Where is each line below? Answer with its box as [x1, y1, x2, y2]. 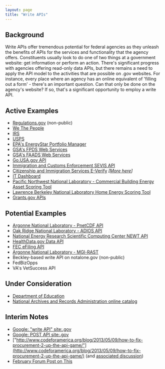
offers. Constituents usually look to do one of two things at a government [5, 55, 156, 61]
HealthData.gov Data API [12, 238, 64, 244]
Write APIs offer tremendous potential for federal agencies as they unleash [5, 44, 159, 50]
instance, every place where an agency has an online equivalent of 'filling [5, 76, 156, 82]
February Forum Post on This [12, 358, 72, 364]
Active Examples [5, 106, 59, 115]
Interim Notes [5, 313, 49, 321]
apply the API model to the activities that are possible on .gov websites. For [5, 71, 160, 77]
